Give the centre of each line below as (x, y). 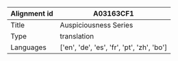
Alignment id (32, 13)
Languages (28, 47)
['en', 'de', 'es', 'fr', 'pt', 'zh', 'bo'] (114, 47)
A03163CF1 (114, 13)
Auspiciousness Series (97, 25)
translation (77, 36)
